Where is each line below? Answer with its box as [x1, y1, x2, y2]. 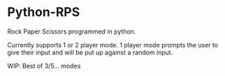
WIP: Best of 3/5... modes [7, 61, 81, 70]
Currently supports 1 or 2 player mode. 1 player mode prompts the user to [7, 40, 219, 49]
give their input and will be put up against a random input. [7, 48, 173, 56]
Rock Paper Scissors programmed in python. [7, 27, 136, 36]
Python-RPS [7, 4, 80, 20]
